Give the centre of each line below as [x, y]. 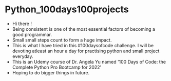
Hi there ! [22, 24]
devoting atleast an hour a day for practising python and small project [86, 51]
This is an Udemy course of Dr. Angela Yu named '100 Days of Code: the [89, 62]
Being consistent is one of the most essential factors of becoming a [83, 29]
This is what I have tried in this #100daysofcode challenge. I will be [83, 45]
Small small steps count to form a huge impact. [62, 40]
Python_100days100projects [67, 9]
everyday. [23, 56]
